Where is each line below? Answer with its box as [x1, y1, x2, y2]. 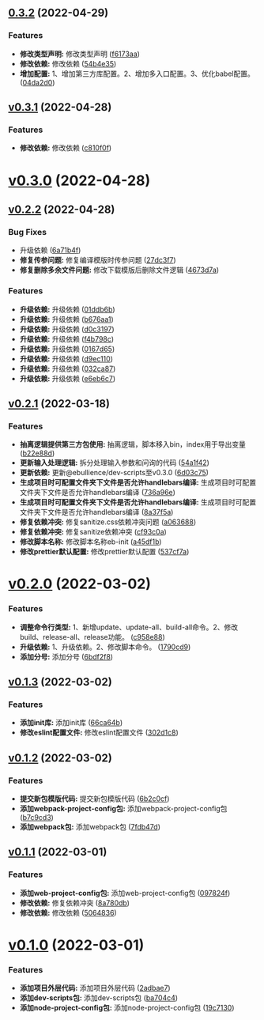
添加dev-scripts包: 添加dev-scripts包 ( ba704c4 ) [19, 993, 179, 1003]
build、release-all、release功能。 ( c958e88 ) [19, 632, 165, 641]
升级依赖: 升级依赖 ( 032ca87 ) [19, 364, 116, 373]
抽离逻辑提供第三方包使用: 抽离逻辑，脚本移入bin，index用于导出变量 [19, 440, 247, 449]
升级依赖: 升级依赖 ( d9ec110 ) [19, 353, 113, 363]
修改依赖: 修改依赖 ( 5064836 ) [19, 908, 117, 917]
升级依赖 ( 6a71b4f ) [19, 245, 81, 255]
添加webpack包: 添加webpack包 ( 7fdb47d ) [19, 822, 160, 832]
